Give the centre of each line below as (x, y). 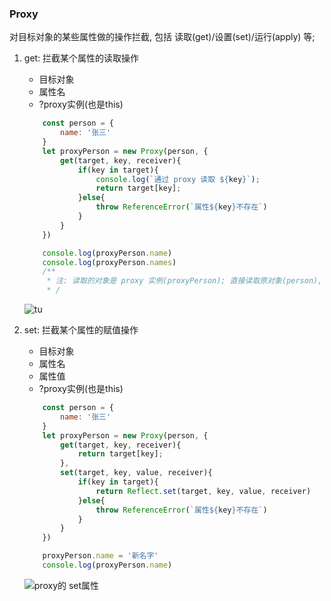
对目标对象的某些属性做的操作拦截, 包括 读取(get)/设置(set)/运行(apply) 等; (162, 37)
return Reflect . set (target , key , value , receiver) (203, 491)
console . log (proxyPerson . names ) (109, 262)
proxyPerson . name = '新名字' (100, 556)
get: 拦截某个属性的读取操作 (81, 58)
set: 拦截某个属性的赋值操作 (81, 330)
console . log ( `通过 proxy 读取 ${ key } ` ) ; (178, 179)
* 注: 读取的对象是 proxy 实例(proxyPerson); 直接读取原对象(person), (184, 281)
